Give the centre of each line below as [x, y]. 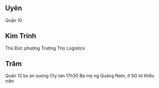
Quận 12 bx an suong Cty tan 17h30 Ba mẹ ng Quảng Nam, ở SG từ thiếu [80, 76]
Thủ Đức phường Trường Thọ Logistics [45, 48]
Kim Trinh [21, 36]
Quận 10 [14, 20]
